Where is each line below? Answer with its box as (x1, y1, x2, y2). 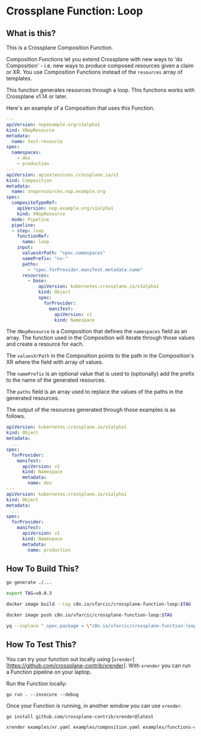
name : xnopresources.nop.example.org (11, 189, 106, 195)
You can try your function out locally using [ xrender (6, 656, 133, 663)
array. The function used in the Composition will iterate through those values (6, 334, 195, 342)
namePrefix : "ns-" (22, 255, 68, 262)
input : (17, 244, 33, 250)
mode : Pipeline (11, 216, 50, 223)
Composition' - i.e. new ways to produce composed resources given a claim (6, 62, 194, 69)
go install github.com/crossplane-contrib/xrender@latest (6, 713, 154, 720)
